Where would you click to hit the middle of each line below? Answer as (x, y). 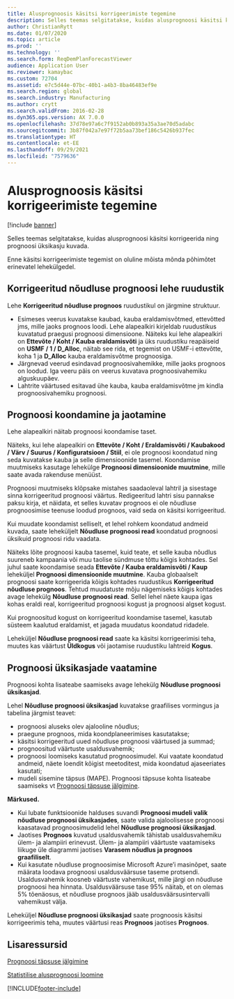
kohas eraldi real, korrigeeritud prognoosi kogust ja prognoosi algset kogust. (117, 604)
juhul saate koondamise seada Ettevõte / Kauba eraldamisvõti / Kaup (107, 567)
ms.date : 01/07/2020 (37, 33)
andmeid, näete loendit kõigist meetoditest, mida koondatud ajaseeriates (122, 763)
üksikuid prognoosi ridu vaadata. (54, 539)
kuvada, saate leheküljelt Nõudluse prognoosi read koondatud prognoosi (112, 531)
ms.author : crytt (32, 105)
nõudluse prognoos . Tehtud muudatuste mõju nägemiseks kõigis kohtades (115, 589)
